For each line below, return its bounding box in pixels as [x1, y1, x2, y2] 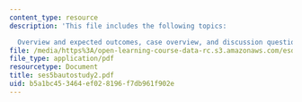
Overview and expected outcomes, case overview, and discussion [17, 38, 263, 47]
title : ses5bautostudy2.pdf [9, 71, 115, 81]
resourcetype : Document [9, 63, 99, 72]
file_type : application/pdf [9, 55, 115, 64]
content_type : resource [9, 13, 99, 22]
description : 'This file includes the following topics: [9, 21, 227, 30]
